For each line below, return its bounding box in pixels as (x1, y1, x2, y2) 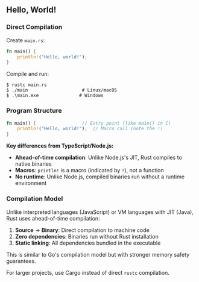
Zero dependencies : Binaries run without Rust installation (14, 233, 159, 240)
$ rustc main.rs (6, 82, 47, 88)
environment (14, 180, 47, 187)
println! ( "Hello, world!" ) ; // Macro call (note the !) (17, 126, 163, 132)
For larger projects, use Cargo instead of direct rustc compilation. (6, 269, 170, 276)
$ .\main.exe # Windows (6, 93, 104, 99)
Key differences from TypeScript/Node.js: (6, 142, 114, 149)
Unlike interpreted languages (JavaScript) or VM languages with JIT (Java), (6, 208, 194, 216)
